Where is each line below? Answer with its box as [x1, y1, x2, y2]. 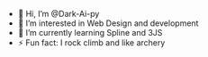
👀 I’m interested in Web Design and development [17, 18, 199, 28]
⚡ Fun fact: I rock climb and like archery [17, 37, 166, 48]
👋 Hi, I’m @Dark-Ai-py [17, 9, 100, 19]
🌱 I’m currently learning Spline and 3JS [17, 28, 163, 37]
